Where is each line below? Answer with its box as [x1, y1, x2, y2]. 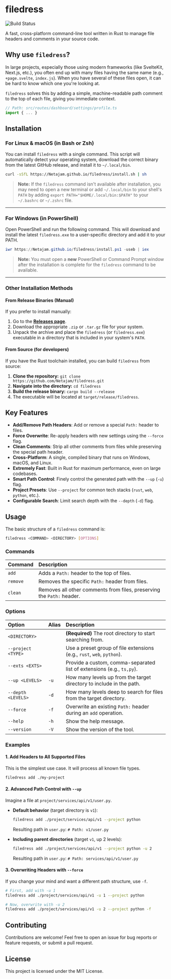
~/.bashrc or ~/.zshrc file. [17, 197, 73, 203]
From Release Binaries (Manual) [5, 297, 74, 303]
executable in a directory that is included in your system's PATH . [12, 335, 146, 341]
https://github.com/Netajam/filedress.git [12, 378, 104, 383]
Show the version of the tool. [65, 726, 134, 733]
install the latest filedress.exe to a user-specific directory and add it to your [5, 232, 165, 238]
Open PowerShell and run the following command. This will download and [5, 226, 160, 232]
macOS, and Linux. [12, 460, 52, 466]
